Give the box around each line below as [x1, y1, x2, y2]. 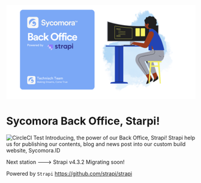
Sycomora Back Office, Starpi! [6, 114, 160, 128]
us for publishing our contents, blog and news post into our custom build [6, 140, 186, 148]
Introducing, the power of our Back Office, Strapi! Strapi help [45, 134, 196, 141]
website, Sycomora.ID [6, 147, 61, 154]
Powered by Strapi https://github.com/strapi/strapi [6, 170, 133, 177]
